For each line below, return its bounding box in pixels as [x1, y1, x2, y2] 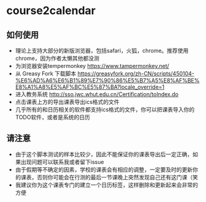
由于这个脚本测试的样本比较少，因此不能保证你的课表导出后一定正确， [15, 151, 193, 158]
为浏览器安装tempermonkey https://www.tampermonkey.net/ [15, 62, 170, 69]
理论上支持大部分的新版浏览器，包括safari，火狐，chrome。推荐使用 [15, 47, 189, 54]
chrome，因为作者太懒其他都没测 [15, 54, 99, 62]
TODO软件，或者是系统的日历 [15, 114, 90, 121]
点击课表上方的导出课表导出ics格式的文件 [15, 99, 120, 105]
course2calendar [6, 4, 96, 18]
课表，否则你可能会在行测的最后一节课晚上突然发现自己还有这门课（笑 [20, 173, 198, 181]
